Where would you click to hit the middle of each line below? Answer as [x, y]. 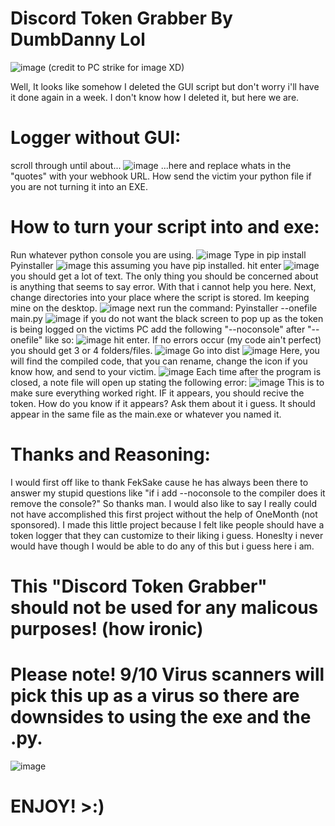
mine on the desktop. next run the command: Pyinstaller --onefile [164, 308]
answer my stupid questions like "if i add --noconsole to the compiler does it [168, 493]
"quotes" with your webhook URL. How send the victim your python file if [161, 176]
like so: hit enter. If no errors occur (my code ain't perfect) [183, 339]
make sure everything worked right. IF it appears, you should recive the [157, 393]
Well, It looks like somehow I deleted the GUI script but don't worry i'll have [165, 86]
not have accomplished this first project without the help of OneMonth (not [164, 514]
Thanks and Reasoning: [110, 454]
